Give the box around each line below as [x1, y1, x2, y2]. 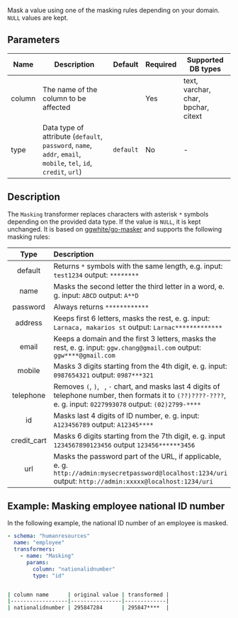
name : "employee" [13, 539, 65, 547]
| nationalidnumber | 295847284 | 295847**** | [7, 605, 170, 612]
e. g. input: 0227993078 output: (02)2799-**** [53, 399, 201, 409]
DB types [189, 64, 222, 74]
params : [25, 559, 50, 566]
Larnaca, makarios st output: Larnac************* [53, 322, 223, 332]
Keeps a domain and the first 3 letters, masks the [53, 333, 217, 343]
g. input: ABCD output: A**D [53, 290, 140, 300]
